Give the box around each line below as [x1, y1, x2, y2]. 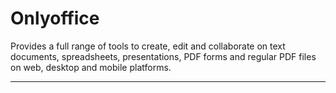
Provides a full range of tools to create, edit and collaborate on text [10, 40, 286, 52]
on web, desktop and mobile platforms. [10, 61, 172, 73]
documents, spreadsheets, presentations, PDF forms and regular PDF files [10, 50, 317, 62]
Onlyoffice [10, 7, 100, 30]
